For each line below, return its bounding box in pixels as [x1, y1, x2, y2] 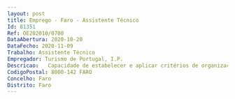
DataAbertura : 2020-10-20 [7, 36, 83, 43]
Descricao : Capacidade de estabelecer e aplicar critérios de [7, 62, 199, 69]
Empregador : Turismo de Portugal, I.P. [7, 56, 124, 63]
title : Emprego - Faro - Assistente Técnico [7, 17, 139, 24]
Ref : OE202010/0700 [7, 29, 64, 37]
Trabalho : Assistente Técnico [7, 49, 96, 56]
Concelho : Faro [7, 75, 52, 82]
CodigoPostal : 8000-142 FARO [7, 68, 92, 75]
